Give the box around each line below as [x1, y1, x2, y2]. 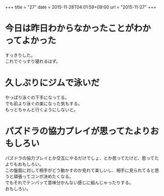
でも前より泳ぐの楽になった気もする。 [5, 100, 82, 106]
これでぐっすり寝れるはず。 [5, 58, 61, 64]
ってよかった [5, 35, 56, 46]
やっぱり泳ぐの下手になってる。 [5, 94, 70, 100]
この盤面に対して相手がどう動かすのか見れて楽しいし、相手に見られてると [5, 167, 155, 173]
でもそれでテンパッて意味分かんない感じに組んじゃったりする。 [5, 179, 134, 185]
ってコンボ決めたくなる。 [22, 173, 74, 179]
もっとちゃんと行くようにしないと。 [5, 106, 78, 112]
